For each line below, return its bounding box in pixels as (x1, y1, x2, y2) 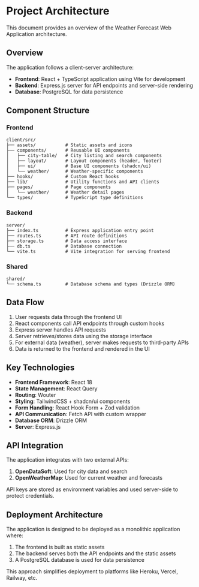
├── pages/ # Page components (6, 184, 111, 190)
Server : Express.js (14, 423, 61, 430)
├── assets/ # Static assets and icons (6, 142, 133, 148)
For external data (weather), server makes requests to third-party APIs (14, 339, 189, 346)
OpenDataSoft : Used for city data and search (14, 468, 128, 475)
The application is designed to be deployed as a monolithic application (6, 526, 180, 533)
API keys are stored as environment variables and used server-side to (6, 486, 179, 493)
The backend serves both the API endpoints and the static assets (14, 550, 176, 557)
